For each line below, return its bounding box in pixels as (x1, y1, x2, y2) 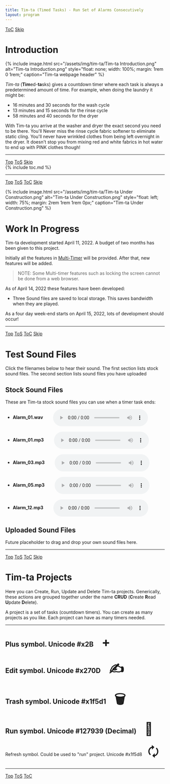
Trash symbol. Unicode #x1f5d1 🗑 (5, 691, 126, 708)
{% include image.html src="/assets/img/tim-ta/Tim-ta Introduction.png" (5, 61, 157, 67)
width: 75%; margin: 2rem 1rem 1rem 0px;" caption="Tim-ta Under (5, 199, 144, 206)
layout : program (5, 12, 39, 17)
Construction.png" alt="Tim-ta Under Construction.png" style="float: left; (5, 194, 159, 200)
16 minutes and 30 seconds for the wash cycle (12, 102, 110, 108)
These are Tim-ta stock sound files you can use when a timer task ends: (5, 399, 156, 405)
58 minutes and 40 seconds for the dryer (12, 113, 99, 119)
